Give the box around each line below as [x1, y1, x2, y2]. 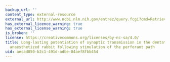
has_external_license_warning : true [5, 26, 82, 31]
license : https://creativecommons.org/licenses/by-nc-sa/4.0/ [5, 35, 139, 40]
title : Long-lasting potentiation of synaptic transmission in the [5, 40, 151, 45]
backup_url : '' [5, 7, 37, 12]
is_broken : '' [5, 30, 35, 35]
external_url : [5, 16, 35, 21]
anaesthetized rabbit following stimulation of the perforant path [10, 44, 155, 49]
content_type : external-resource [5, 12, 76, 17]
